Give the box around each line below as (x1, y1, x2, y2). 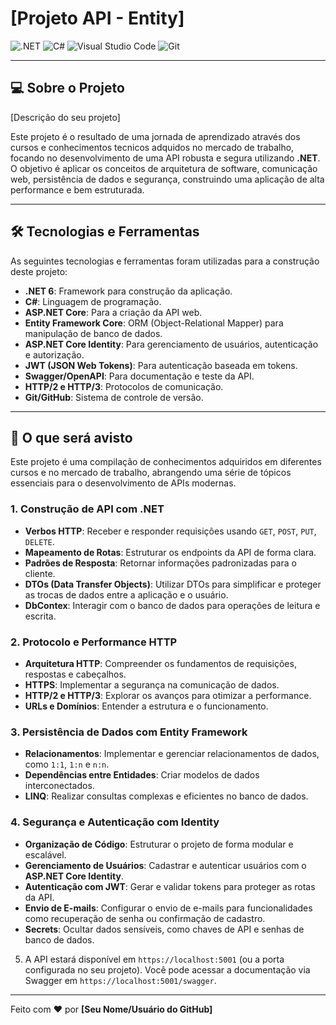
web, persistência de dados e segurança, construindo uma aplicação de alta (10, 173, 325, 185)
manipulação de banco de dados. (24, 327, 163, 339)
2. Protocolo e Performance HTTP (10, 635, 178, 649)
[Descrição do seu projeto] (10, 111, 121, 123)
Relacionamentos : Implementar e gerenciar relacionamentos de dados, (24, 748, 320, 760)
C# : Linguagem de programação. (24, 295, 162, 307)
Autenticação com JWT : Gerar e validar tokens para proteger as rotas (24, 880, 316, 892)
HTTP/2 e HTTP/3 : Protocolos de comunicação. (24, 380, 224, 392)
